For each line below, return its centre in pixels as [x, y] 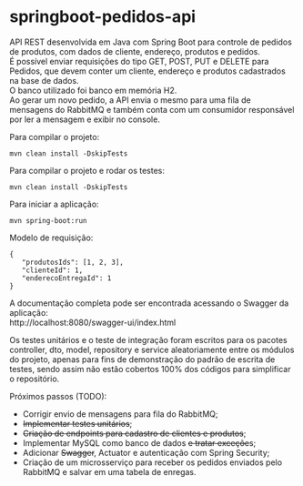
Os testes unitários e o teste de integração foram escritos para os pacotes [149, 339]
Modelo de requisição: [51, 238]
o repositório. [35, 379]
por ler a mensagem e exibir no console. [85, 119]
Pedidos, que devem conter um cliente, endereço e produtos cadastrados [148, 71]
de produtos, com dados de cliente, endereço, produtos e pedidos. [135, 51]
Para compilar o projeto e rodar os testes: [87, 170]
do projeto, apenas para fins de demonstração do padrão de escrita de [142, 359]
